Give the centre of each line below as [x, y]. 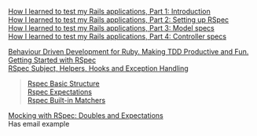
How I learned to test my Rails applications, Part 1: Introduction [109, 11]
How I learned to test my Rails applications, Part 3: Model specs [111, 28]
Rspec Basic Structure [63, 83]
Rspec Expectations [60, 92]
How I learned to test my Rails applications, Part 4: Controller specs [117, 36]
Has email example [39, 124]
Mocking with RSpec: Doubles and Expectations [86, 116]
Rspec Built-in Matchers [66, 100]
